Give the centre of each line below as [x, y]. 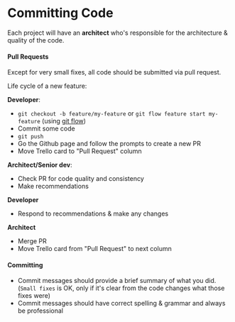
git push [31, 137]
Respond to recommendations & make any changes [93, 213]
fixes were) [34, 296]
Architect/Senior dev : [40, 165]
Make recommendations [53, 187]
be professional [40, 311]
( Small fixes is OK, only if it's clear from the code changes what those [121, 288]
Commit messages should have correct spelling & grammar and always [121, 304]
